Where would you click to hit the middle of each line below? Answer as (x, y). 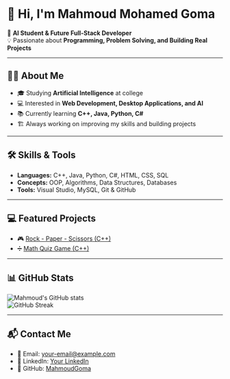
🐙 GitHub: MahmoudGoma (54, 368)
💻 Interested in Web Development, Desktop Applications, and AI (110, 103)
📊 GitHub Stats (40, 278)
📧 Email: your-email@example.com (66, 354)
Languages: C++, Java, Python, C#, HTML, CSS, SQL (93, 175)
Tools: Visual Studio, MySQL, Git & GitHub (76, 189)
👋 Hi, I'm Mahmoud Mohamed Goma (111, 14)
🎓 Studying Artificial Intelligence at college (80, 93)
